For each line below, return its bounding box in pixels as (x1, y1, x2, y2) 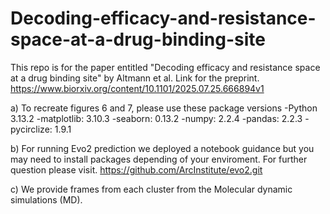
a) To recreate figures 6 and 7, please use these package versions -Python (10, 102, 318, 114)
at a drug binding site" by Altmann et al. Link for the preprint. (10, 72, 260, 84)
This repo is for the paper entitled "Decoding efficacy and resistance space (10, 61, 321, 73)
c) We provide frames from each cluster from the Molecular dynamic (10, 183, 293, 195)
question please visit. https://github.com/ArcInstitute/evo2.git (10, 163, 263, 176)
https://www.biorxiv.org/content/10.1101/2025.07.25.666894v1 (10, 82, 265, 94)
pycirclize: (10, 123, 53, 135)
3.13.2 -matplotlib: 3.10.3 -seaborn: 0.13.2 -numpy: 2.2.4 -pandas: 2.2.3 (10, 112, 303, 124)
